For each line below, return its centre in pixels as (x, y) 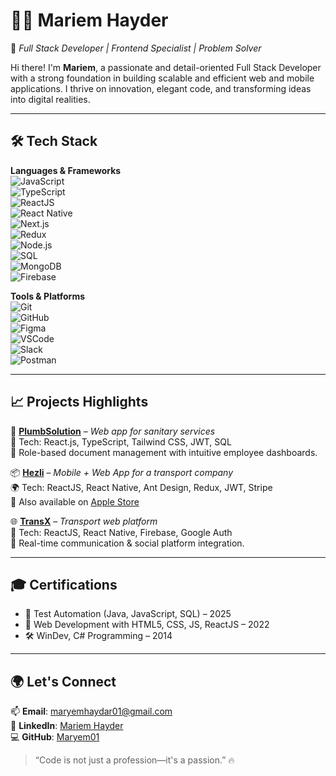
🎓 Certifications (64, 584)
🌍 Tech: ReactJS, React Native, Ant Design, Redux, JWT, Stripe (141, 487)
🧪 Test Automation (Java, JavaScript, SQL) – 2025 (128, 614)
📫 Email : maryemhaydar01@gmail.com (91, 711)
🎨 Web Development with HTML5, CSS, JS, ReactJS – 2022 (147, 625)
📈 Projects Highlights (79, 402)
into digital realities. (50, 99)
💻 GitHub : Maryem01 (55, 737)
